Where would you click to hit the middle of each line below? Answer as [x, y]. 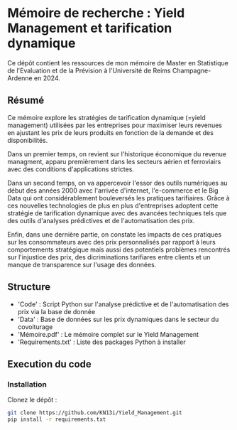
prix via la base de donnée [56, 311]
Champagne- [192, 70]
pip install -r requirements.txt [57, 420]
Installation [27, 384]
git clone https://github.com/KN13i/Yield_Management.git [95, 413]
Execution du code [50, 364]
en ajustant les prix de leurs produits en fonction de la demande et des [111, 132]
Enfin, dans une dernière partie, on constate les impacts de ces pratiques [115, 234]
